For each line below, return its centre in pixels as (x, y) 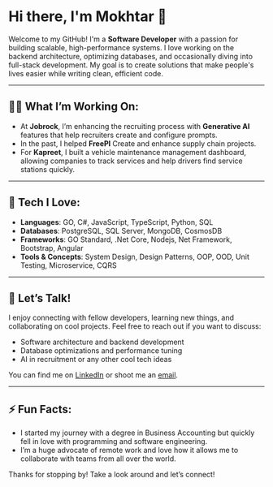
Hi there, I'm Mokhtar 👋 (88, 17)
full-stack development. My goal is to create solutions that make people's (131, 65)
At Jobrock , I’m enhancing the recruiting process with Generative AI (135, 126)
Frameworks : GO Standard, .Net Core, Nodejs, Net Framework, (126, 239)
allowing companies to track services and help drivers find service (132, 161)
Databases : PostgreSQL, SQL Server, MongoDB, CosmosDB (121, 231)
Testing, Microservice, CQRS (68, 265)
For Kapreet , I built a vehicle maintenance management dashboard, (133, 152)
